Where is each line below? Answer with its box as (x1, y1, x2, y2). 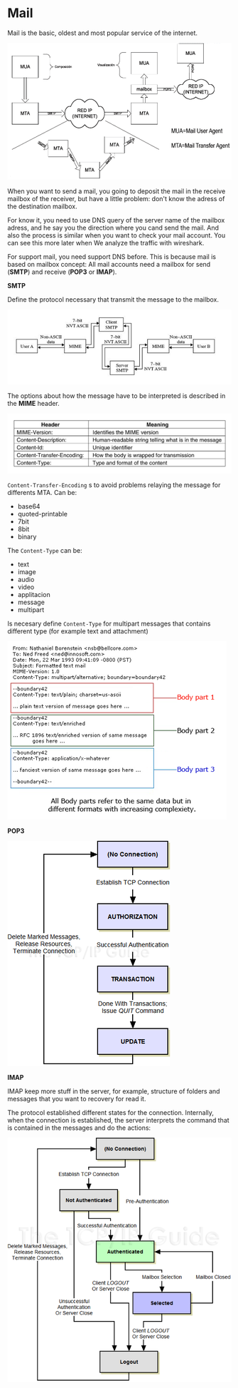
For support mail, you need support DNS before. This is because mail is (7, 252, 217, 261)
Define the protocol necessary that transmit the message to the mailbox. (7, 295, 219, 304)
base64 (17, 502, 40, 511)
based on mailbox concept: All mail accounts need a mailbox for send (7, 260, 211, 268)
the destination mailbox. (7, 202, 77, 210)
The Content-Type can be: (7, 546, 83, 555)
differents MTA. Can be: (7, 489, 77, 497)
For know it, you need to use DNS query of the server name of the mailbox (7, 215, 225, 224)
